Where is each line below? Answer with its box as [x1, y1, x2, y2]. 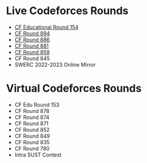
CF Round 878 [14, 107, 50, 114]
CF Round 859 [14, 48, 50, 55]
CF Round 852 [14, 126, 50, 133]
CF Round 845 [14, 55, 50, 62]
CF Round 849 [14, 132, 50, 139]
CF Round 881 [14, 42, 49, 49]
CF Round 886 [14, 36, 50, 43]
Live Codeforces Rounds [6, 4, 129, 18]
